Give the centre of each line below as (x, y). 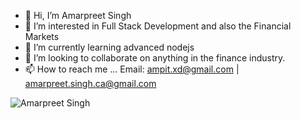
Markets (42, 36)
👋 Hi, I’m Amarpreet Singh (78, 15)
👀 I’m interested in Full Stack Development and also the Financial (158, 26)
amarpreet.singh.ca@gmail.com (90, 83)
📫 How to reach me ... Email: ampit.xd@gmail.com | (132, 69)
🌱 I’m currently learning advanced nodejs (109, 47)
